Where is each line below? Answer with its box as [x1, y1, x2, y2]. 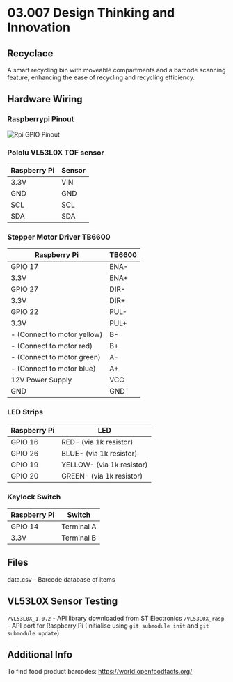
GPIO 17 [10, 262, 39, 272]
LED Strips [7, 408, 44, 417]
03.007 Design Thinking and [7, 5, 175, 21]
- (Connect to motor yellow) [10, 330, 103, 339]
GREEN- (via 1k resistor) [61, 471, 143, 481]
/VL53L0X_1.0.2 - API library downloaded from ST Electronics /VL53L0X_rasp [7, 614, 225, 622]
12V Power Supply [10, 375, 72, 385]
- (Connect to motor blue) [10, 364, 96, 373]
